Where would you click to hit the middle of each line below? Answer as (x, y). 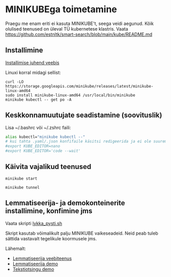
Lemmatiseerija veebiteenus (42, 258)
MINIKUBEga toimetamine (61, 9)
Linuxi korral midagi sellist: (33, 72)
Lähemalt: (16, 248)
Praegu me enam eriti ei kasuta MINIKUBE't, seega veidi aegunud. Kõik (80, 23)
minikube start (21, 178)
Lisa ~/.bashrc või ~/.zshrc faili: (38, 127)
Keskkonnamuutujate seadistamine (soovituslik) (84, 115)
